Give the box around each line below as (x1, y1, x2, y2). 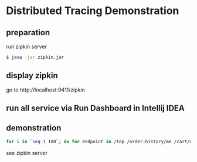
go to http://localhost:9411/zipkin (6, 86, 85, 93)
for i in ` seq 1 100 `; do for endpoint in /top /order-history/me (6, 139, 172, 144)
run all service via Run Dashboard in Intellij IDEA (6, 103, 185, 113)
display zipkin (6, 70, 58, 80)
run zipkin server (6, 43, 47, 50)
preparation (6, 28, 50, 38)
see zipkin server (6, 149, 48, 156)
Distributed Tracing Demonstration (6, 4, 179, 18)
